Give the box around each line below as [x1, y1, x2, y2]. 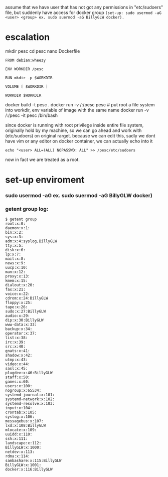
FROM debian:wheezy [5, 58, 46, 63]
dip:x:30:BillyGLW [5, 318, 44, 323]
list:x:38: [5, 336, 28, 341]
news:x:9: [5, 261, 26, 266]
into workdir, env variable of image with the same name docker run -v [5, 107, 149, 113]
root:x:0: [5, 221, 26, 226]
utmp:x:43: [5, 357, 28, 363]
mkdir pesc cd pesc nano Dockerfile [5, 48, 80, 54]
